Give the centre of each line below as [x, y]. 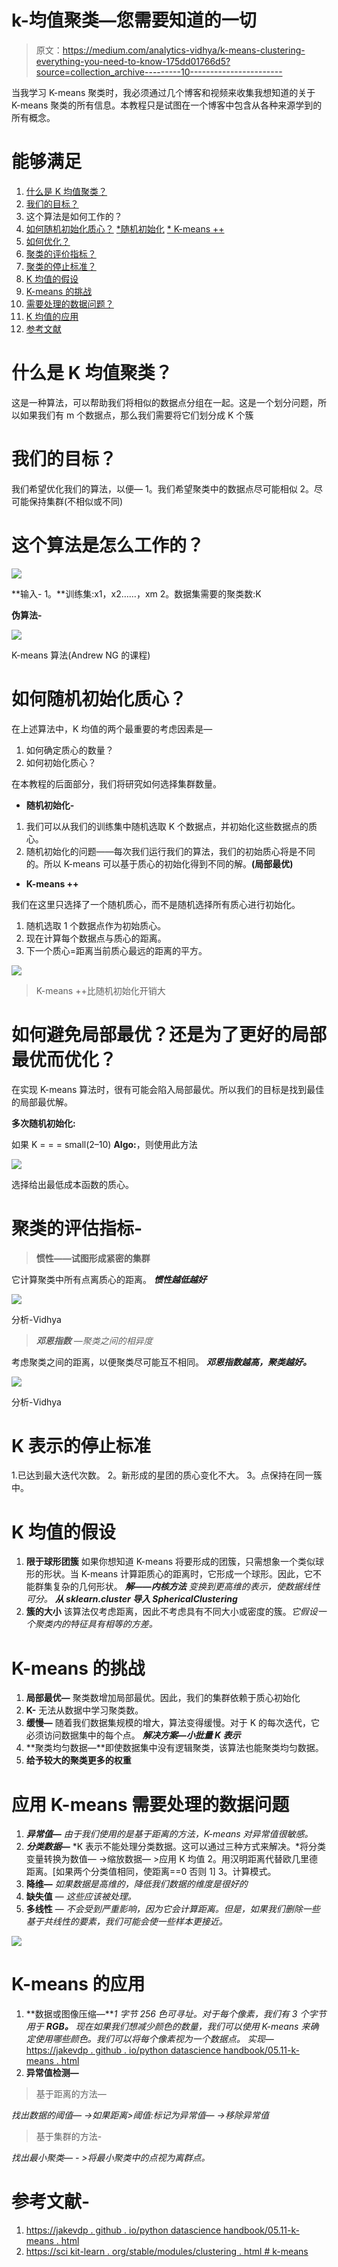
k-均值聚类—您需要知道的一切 [134, 20]
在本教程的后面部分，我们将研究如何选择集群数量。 [116, 783]
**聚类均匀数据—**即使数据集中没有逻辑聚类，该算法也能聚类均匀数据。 [174, 1748]
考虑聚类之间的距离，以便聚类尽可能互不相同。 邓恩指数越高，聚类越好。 [161, 1362]
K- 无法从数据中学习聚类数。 [84, 1710]
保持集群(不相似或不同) [76, 501]
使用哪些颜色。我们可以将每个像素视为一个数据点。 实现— [154, 2039]
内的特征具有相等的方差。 [105, 1624]
